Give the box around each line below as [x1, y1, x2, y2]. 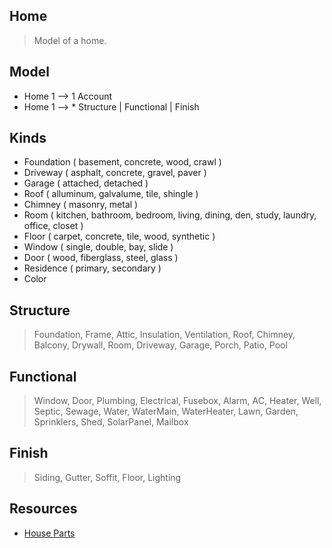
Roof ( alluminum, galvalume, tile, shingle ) [23, 188, 199, 200]
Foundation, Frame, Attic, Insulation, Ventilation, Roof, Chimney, [33, 329, 296, 341]
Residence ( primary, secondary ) [23, 262, 162, 274]
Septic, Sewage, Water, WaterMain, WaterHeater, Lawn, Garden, [33, 405, 299, 418]
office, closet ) [23, 220, 84, 232]
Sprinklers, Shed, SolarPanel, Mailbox [33, 416, 189, 428]
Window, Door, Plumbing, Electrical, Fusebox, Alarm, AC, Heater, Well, [33, 395, 322, 407]
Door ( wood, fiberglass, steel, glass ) [23, 252, 179, 264]
